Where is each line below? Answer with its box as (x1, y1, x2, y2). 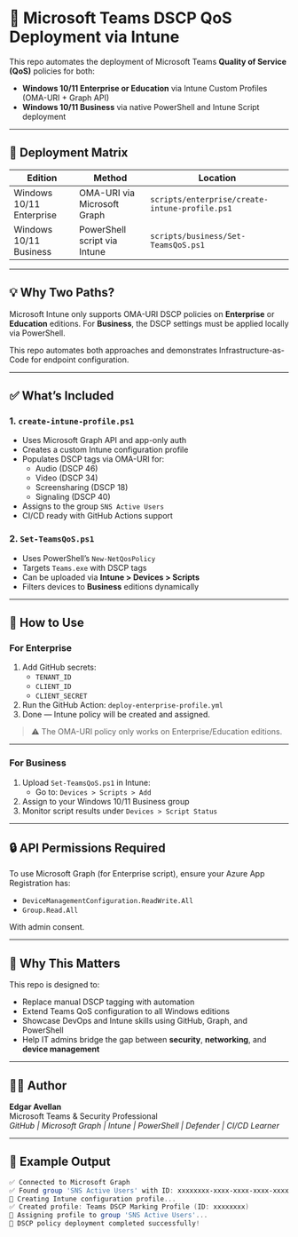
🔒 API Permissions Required (9, 840, 166, 855)
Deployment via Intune (9, 27, 180, 47)
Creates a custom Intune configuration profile (21, 444, 189, 456)
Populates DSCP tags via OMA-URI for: (21, 454, 165, 464)
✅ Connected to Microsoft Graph (9, 1178, 130, 1186)
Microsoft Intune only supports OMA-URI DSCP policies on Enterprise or (9, 308, 275, 319)
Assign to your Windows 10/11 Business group (21, 796, 190, 806)
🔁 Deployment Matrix (9, 146, 129, 161)
